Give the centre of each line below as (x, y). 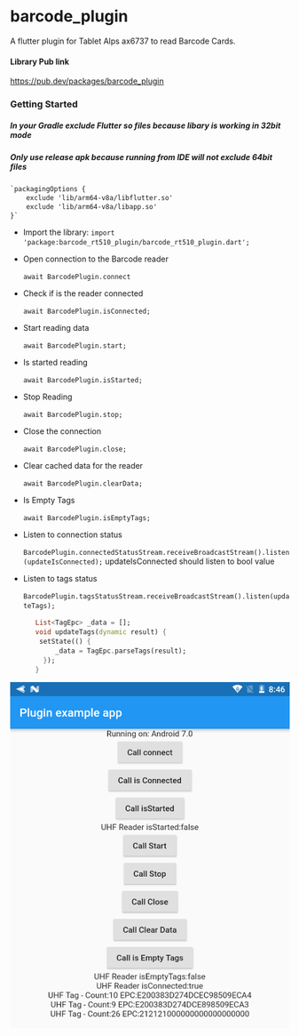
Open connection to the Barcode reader (96, 259)
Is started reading (55, 363)
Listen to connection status (72, 534)
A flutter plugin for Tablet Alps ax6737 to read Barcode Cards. (123, 41)
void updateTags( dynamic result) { (101, 632)
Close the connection (62, 431)
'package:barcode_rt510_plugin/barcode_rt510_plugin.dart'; (136, 243)
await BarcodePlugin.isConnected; (87, 312)
